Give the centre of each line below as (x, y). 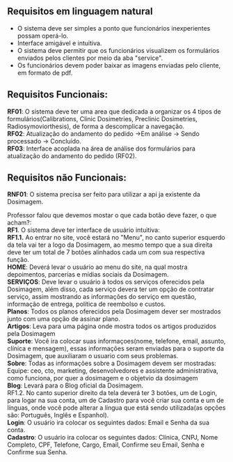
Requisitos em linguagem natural (80, 11)
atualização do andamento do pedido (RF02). (72, 155)
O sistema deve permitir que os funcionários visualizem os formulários (118, 50)
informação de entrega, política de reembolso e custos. (87, 304)
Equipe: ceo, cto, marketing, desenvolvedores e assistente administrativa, (113, 371)
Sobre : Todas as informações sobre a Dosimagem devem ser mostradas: (112, 363)
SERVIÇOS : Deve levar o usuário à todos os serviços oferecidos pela (106, 282)
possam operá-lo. (43, 36)
